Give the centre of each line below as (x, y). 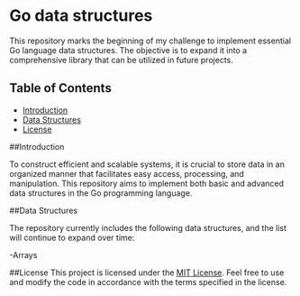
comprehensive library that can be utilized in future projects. (122, 60)
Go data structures (81, 16)
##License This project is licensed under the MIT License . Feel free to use (147, 273)
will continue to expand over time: (72, 237)
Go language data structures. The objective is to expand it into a (128, 50)
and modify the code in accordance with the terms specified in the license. (148, 282)
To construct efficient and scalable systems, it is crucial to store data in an (147, 164)
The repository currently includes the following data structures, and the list (148, 227)
